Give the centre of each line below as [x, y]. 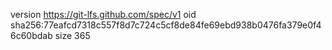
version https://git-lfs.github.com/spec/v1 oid [103, 14]
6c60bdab [31, 35]
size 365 [72, 35]
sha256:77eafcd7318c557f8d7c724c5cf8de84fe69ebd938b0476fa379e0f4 [166, 25]
